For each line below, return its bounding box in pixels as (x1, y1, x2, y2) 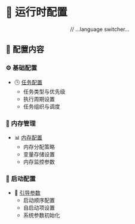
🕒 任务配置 (14, 78, 42, 85)
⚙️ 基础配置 (5, 64, 37, 72)
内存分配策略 (23, 143, 55, 150)
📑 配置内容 (5, 44, 44, 54)
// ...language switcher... (70, 25, 130, 33)
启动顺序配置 (23, 197, 55, 204)
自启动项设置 (23, 204, 55, 211)
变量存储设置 (23, 151, 55, 158)
